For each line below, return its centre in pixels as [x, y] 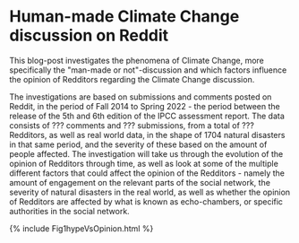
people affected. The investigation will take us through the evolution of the [146, 153]
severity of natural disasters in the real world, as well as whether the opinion [150, 192]
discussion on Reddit [89, 35]
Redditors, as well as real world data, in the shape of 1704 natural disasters [147, 135]
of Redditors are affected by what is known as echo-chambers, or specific [146, 201]
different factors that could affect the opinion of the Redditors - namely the [147, 173]
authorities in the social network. [69, 211]
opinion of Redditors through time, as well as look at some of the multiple [144, 163]
